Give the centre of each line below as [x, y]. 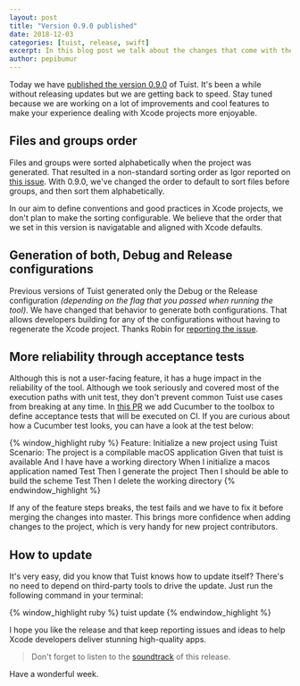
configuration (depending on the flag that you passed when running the [142, 300]
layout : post [33, 17]
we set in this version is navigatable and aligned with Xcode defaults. [136, 227]
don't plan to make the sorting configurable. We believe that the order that [146, 218]
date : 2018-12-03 [42, 34]
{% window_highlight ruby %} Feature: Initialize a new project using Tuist [144, 443]
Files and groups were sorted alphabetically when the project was [130, 163]
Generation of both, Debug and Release [121, 255]
